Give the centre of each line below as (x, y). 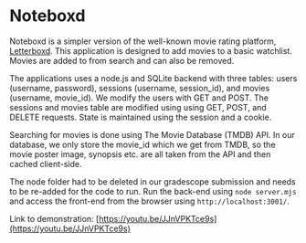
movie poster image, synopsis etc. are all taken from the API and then (140, 154)
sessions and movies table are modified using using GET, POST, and (138, 107)
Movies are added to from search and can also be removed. (122, 60)
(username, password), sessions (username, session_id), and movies (140, 88)
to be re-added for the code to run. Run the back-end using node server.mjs (153, 191)
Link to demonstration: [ (54, 218)
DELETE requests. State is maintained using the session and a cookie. (141, 117)
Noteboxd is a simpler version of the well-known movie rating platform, (143, 41)
